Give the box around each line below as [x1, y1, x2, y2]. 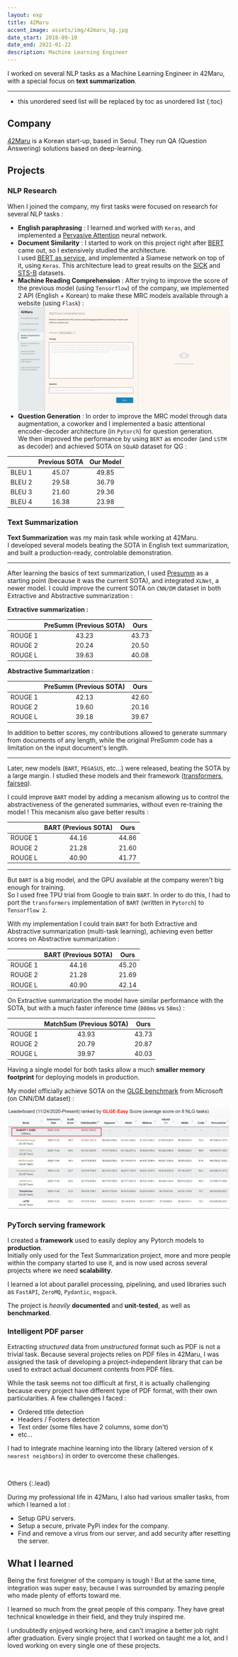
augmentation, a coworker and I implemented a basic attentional [17, 419, 205, 428]
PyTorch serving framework [7, 1220, 106, 1230]
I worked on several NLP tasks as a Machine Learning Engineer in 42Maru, [7, 70, 225, 77]
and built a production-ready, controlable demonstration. [7, 548, 174, 557]
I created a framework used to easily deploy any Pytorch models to [7, 1236, 204, 1245]
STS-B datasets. [17, 268, 66, 277]
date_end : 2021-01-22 [7, 41, 72, 49]
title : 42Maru [7, 18, 50, 26]
